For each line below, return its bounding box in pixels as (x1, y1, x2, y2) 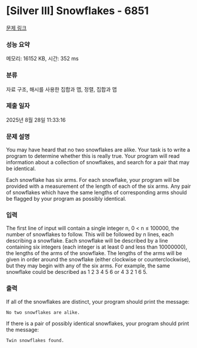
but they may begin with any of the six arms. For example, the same (6, 262, 171, 269)
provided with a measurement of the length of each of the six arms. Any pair (6, 183, 191, 190)
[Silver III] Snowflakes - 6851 (6, 4, 149, 18)
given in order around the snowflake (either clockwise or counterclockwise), (6, 256, 191, 263)
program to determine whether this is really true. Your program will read (6, 153, 180, 160)
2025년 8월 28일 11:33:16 (6, 116, 66, 123)
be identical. (6, 165, 36, 172)
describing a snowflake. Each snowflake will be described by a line (6, 237, 168, 244)
